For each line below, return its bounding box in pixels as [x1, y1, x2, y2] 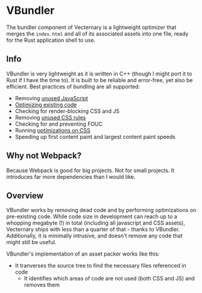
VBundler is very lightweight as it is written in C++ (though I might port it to [6, 70, 192, 77]
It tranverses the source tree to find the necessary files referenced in [14, 262, 187, 269]
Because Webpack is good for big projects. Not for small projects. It [6, 167, 175, 174]
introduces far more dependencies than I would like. [6, 173, 136, 180]
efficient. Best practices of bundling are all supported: [6, 83, 140, 90]
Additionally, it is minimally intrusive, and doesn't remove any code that [6, 232, 183, 239]
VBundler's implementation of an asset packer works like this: [6, 250, 160, 257]
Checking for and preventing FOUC [14, 120, 103, 127]
